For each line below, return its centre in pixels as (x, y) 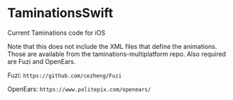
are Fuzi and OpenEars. (42, 61)
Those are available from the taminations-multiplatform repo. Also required (116, 54)
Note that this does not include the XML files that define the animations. (112, 46)
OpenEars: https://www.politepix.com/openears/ (79, 89)
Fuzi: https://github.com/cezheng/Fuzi (65, 75)
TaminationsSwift (60, 13)
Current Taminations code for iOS (56, 33)
